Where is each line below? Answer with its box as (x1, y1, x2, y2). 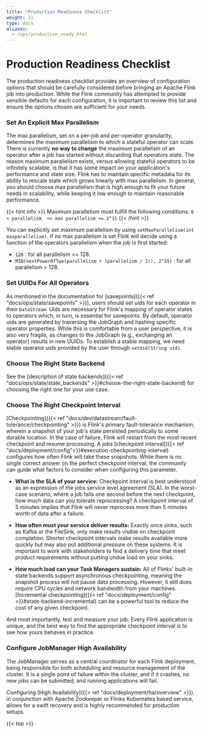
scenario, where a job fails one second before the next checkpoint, (28, 491, 195, 498)
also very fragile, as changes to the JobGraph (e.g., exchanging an (6, 331, 172, 338)
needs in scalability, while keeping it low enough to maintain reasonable (6, 190, 185, 197)
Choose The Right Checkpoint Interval (6, 401, 121, 409)
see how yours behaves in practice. (6, 629, 95, 636)
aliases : (6, 25, 28, 32)
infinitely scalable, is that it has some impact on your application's (6, 164, 170, 171)
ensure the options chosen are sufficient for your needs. (6, 104, 147, 111)
